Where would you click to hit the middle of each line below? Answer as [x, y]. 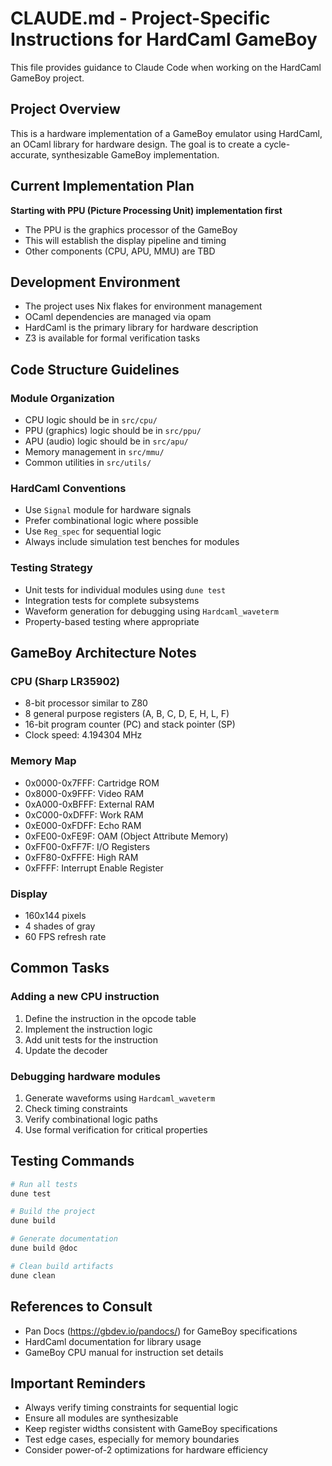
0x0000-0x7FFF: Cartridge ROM [92, 783]
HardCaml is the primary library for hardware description [141, 328]
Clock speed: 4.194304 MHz [83, 735]
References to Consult [81, 1307]
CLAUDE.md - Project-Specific [140, 18]
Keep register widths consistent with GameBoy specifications [151, 1429]
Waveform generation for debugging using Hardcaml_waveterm [151, 611]
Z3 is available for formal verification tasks [112, 338]
